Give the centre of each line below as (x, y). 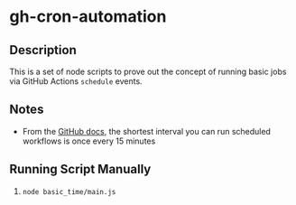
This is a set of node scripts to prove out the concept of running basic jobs (148, 71)
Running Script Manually (80, 169)
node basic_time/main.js (69, 191)
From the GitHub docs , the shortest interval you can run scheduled (146, 131)
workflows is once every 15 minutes (89, 141)
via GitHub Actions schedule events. (76, 81)
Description (43, 50)
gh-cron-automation (88, 17)
